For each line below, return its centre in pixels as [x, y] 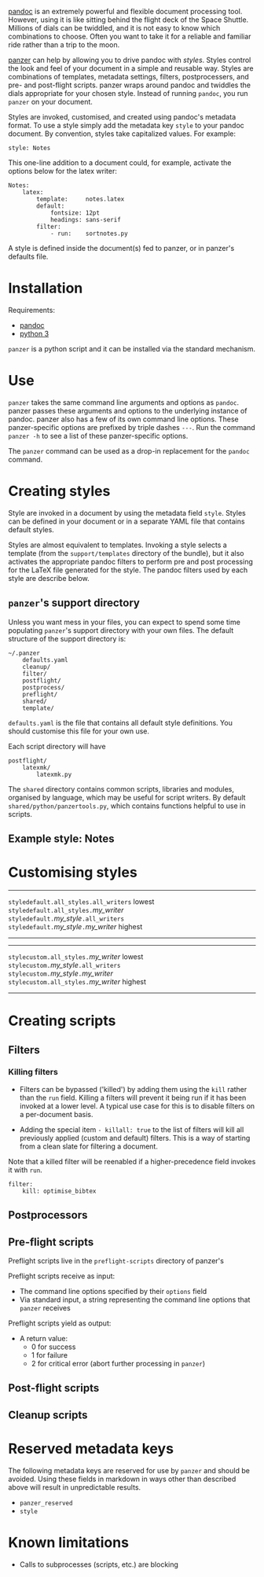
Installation [46, 288]
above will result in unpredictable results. [75, 1487]
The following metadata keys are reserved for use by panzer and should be [129, 1470]
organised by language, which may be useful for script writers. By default [127, 797]
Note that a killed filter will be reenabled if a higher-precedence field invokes [132, 1161]
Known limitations [69, 1542]
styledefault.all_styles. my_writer [66, 910]
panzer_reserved [46, 1503]
